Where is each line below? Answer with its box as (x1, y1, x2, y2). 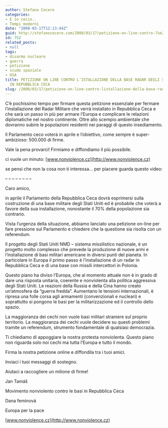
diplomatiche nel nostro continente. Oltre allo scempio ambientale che (5, 116, 149, 122)
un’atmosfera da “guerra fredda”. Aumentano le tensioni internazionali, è (5, 288, 154, 294)
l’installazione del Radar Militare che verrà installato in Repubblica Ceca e (5, 106, 156, 112)
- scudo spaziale (5, 68, 41, 73)
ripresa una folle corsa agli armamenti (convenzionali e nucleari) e (5, 293, 141, 299)
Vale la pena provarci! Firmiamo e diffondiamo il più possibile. (5, 146, 131, 152)
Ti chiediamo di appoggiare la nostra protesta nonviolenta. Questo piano (5, 334, 154, 340)
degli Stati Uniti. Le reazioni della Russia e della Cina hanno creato (5, 283, 141, 289)
